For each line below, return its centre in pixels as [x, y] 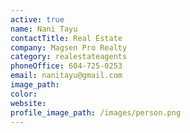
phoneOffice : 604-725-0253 [66, 66]
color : [24, 94]
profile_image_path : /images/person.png [96, 112]
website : [28, 103]
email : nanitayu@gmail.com [66, 76]
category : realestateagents [69, 57]
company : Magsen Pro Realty [69, 47]
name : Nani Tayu [44, 29]
